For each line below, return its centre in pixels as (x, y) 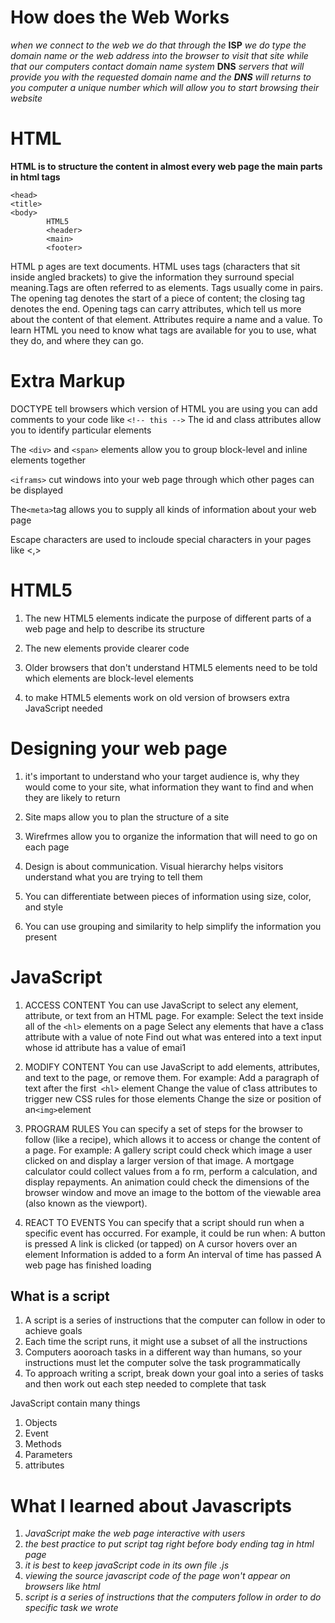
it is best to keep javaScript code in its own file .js (127, 1565)
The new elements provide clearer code (107, 648)
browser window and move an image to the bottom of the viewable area (173, 1192)
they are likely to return (72, 797)
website (26, 98)
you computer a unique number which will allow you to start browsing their (165, 87)
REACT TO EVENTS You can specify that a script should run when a (164, 1222)
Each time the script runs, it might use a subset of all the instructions (166, 1342)
